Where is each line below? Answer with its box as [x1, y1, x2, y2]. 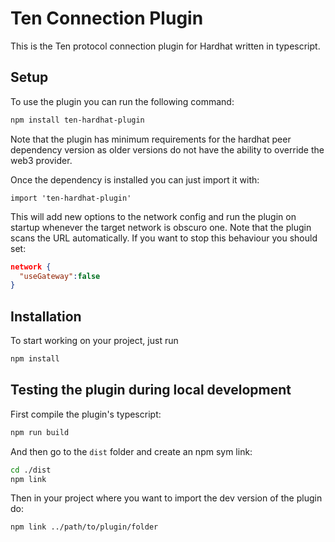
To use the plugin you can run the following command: [10, 95, 235, 107]
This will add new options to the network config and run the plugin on [10, 210, 297, 222]
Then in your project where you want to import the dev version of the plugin [10, 492, 323, 504]
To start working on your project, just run [10, 335, 179, 347]
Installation [10, 308, 82, 325]
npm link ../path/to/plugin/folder [10, 522, 159, 532]
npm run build [10, 427, 70, 437]
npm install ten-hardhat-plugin [10, 115, 145, 125]
